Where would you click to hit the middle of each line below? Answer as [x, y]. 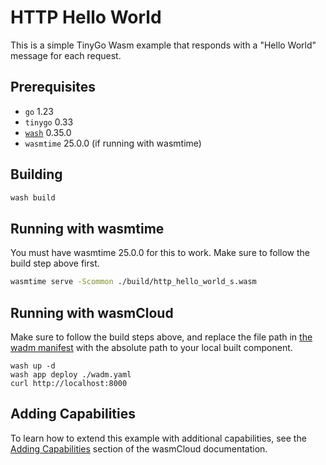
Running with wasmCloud [92, 312]
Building [36, 174]
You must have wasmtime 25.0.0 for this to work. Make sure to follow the [160, 253]
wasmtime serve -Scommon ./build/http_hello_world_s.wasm [133, 282]
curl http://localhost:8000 [69, 383]
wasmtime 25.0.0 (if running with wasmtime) [113, 143]
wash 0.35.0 [48, 132]
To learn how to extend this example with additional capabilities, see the [158, 438]
